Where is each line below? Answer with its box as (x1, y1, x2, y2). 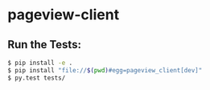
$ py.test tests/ (7, 74, 66, 82)
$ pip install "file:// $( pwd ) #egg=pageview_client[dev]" (7, 66, 203, 74)
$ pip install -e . (7, 59, 73, 67)
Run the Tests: (7, 38, 82, 51)
